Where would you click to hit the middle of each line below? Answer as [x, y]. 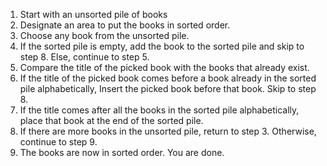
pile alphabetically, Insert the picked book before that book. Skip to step [168, 88]
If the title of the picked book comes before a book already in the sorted [168, 78]
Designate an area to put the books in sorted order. [125, 25]
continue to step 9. [58, 142]
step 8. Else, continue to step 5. [84, 57]
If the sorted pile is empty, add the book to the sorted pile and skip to [162, 46]
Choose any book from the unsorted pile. [104, 35]
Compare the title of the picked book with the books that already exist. [164, 67]
